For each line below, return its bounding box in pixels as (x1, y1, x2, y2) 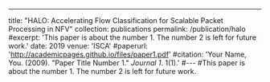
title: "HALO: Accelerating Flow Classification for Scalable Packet (8, 16, 223, 25)
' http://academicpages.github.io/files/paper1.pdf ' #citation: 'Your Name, (8, 49, 247, 59)
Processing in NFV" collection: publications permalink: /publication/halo (8, 25, 247, 33)
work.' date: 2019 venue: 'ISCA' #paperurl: (8, 41, 149, 50)
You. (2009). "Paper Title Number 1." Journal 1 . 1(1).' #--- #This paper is (8, 58, 245, 68)
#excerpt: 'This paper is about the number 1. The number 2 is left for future (8, 33, 257, 42)
